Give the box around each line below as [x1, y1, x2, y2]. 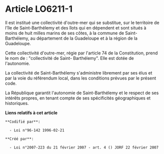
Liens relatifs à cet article [5, 109, 58, 116]
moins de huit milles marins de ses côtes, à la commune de [5, 30, 124, 36]
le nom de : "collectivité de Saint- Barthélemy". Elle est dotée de [5, 55, 134, 61]
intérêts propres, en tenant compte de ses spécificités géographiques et [5, 95, 151, 101]
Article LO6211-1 [5, 3, 72, 15]
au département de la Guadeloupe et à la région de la [30, 35, 138, 41]
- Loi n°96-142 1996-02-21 [9, 128, 65, 133]
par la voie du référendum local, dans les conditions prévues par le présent [5, 75, 157, 81]
